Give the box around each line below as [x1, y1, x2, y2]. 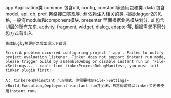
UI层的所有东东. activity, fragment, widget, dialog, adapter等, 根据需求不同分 [5, 23, 166, 30]
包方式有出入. [5, 30, 34, 36]
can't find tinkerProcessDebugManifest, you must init [39, 63, 159, 68]
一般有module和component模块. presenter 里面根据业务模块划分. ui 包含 [12, 17, 165, 23]
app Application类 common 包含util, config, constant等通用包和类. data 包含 [5, 5, 165, 10]
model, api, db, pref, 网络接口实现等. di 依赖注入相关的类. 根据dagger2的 [5, 11, 158, 17]
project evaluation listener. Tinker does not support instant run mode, [5, 55, 166, 60]
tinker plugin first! [5, 68, 52, 73]
